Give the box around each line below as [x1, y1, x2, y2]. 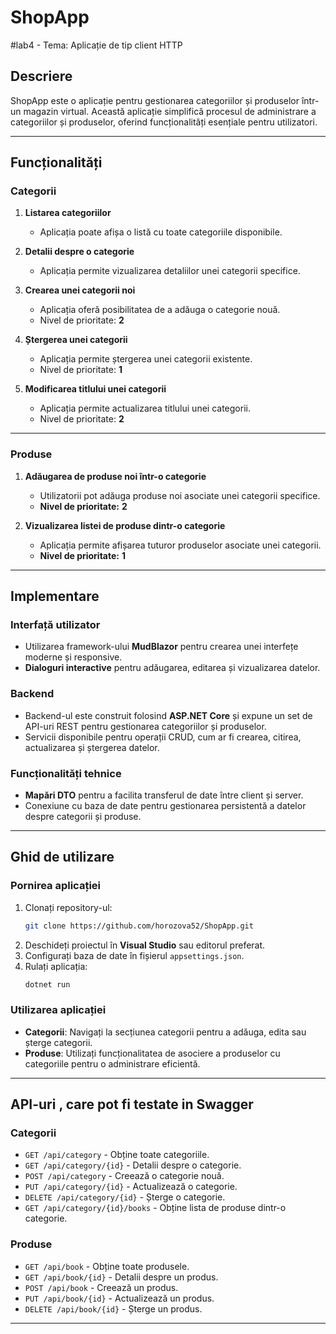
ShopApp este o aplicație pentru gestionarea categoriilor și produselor [10, 94, 300, 106]
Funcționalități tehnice [10, 766, 122, 780]
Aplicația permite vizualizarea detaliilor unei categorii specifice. [39, 265, 301, 277]
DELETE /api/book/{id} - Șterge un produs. [24, 1302, 203, 1315]
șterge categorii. [24, 1036, 93, 1048]
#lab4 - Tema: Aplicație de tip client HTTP [10, 39, 183, 51]
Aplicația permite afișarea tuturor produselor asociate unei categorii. [39, 539, 322, 551]
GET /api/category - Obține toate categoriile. [24, 1149, 210, 1161]
